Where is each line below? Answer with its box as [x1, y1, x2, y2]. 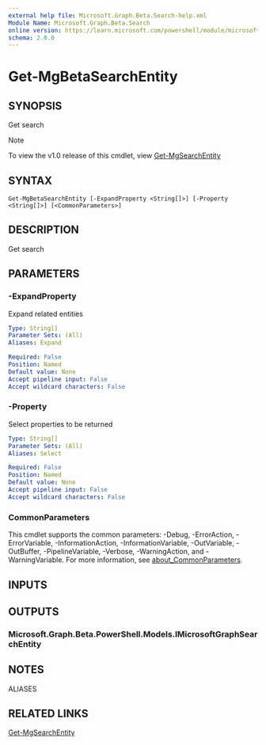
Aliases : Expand [8, 339, 62, 347]
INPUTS [8, 578, 47, 591]
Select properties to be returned [8, 419, 113, 428]
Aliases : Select [8, 449, 62, 458]
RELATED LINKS [8, 707, 89, 720]
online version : [8, 26, 62, 34]
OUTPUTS [8, 605, 59, 618]
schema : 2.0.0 [8, 33, 55, 42]
